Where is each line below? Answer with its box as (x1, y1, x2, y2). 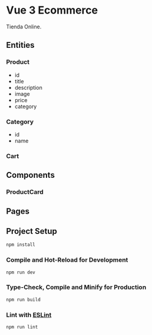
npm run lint (6, 324, 38, 330)
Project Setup (6, 226, 58, 236)
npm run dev (6, 269, 35, 275)
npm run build (6, 297, 41, 303)
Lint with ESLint (6, 311, 52, 319)
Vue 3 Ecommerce (6, 4, 98, 17)
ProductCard (6, 188, 44, 196)
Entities (6, 40, 35, 50)
